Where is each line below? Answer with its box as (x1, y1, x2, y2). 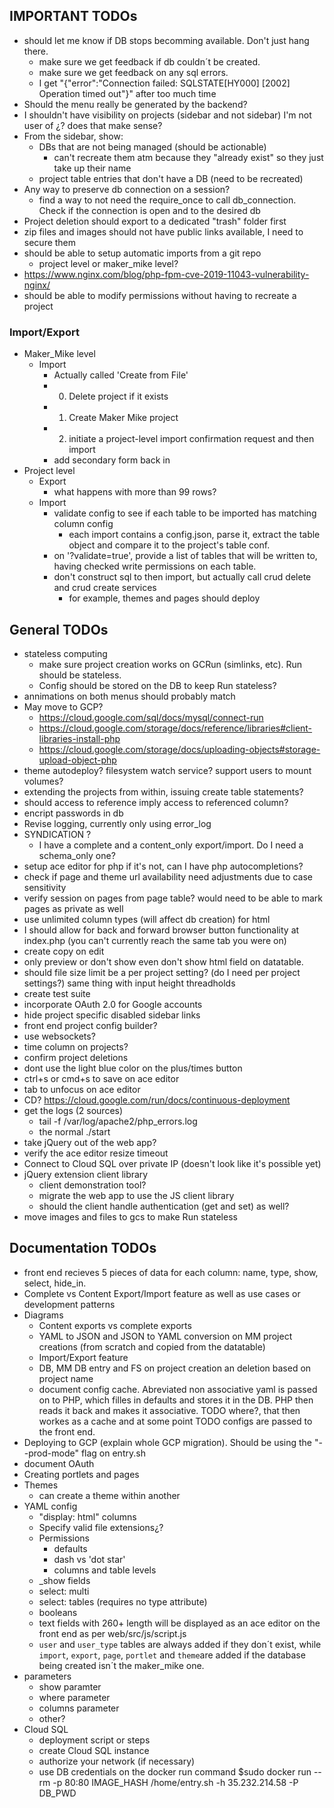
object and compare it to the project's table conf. (68, 539, 271, 551)
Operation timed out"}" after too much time (38, 87, 217, 99)
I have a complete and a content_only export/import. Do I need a (38, 839, 304, 851)
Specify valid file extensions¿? (38, 1521, 164, 1533)
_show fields (38, 1574, 91, 1586)
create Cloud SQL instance (38, 1744, 150, 1756)
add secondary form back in (53, 454, 171, 466)
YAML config (23, 1500, 78, 1512)
